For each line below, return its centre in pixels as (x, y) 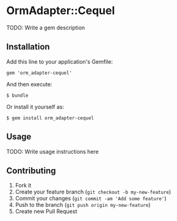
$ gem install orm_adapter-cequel (50, 118)
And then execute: (29, 84)
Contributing (31, 170)
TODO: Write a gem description (46, 28)
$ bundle (17, 96)
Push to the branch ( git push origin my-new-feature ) (83, 205)
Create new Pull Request (46, 211)
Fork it (23, 185)
